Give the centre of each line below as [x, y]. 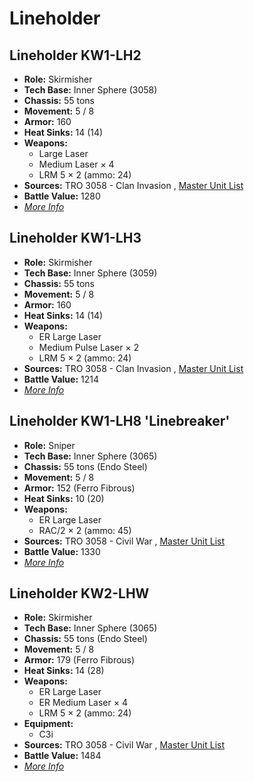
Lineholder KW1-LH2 [75, 55]
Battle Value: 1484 [62, 756]
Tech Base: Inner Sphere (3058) [90, 90]
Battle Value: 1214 [61, 379]
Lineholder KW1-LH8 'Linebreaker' [120, 421]
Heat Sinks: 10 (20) [64, 498]
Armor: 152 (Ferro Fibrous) [79, 488]
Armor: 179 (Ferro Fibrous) [79, 660]
